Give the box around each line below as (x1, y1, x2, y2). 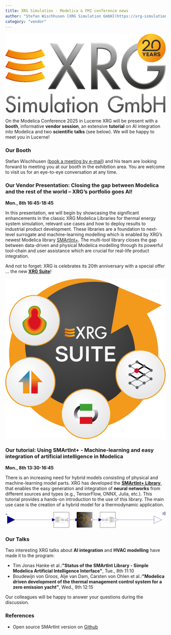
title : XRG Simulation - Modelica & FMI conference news (5, 8, 129, 13)
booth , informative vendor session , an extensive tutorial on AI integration (5, 123, 161, 129)
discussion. (5, 599, 30, 605)
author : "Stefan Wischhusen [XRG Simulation (5, 13, 101, 19)
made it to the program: (5, 553, 55, 559)
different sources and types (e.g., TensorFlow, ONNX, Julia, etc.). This (5, 490, 153, 496)
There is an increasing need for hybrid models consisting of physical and (5, 474, 158, 481)
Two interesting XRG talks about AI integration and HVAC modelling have (5, 547, 160, 554)
